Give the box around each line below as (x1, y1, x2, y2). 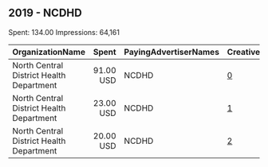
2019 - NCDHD (8, 6, 82, 20)
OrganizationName (12, 46, 86, 57)
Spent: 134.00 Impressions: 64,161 (8, 27, 120, 37)
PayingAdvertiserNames (124, 46, 219, 57)
